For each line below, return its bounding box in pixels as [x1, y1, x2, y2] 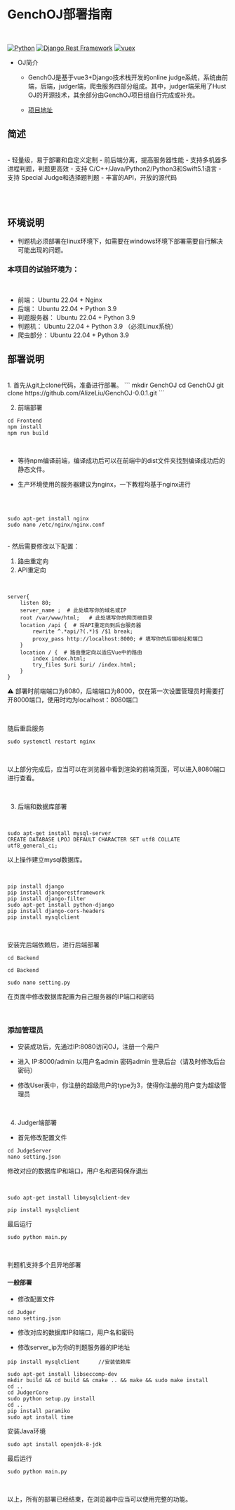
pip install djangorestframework [7, 889, 105, 896]
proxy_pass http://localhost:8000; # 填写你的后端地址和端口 [32, 635, 203, 643]
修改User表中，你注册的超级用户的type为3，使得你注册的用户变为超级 [17, 1081, 221, 1089]
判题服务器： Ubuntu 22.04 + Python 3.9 [17, 313, 135, 322]
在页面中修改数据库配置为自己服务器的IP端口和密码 [7, 992, 154, 1001]
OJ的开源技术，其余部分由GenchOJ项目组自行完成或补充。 [27, 91, 199, 99]
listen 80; [20, 599, 52, 606]
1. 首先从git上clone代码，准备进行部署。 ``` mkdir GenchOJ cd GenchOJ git [7, 381, 224, 389]
